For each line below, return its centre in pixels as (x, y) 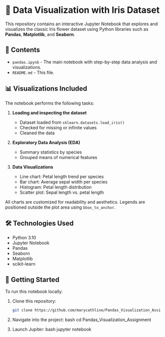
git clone (22, 310)
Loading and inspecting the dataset (49, 112)
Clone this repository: (34, 301)
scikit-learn (24, 264)
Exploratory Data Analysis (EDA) (46, 142)
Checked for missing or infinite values (58, 127)
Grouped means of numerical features (59, 157)
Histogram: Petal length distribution (56, 187)
